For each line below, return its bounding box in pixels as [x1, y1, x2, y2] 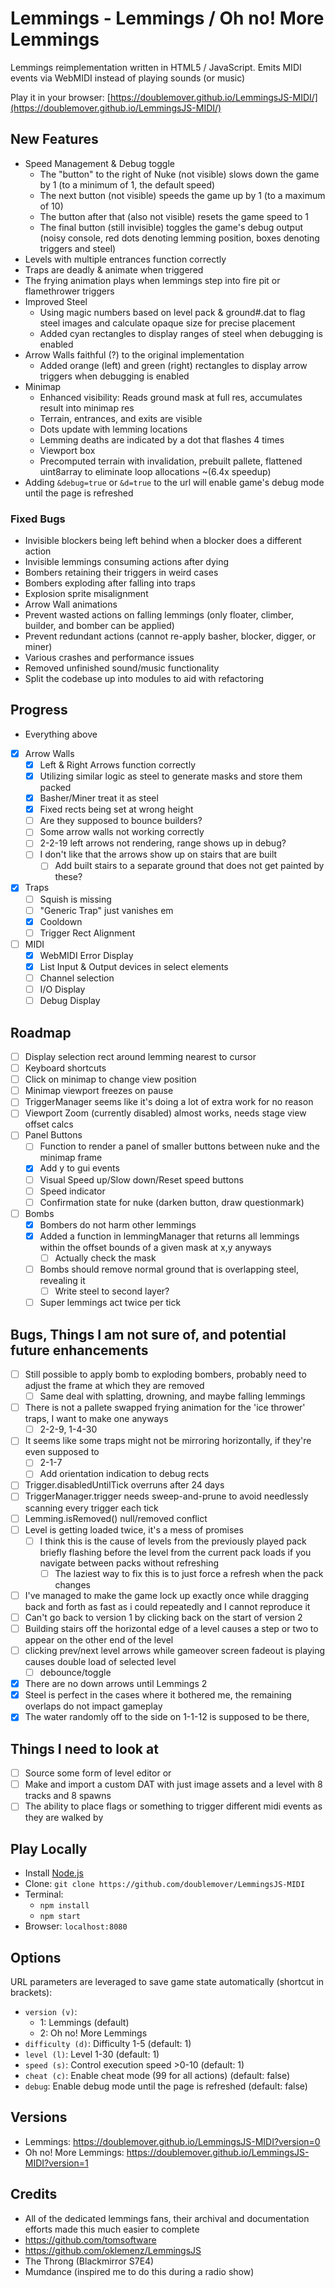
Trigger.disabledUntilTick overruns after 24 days [24, 1479, 225, 1491]
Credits [10, 2186, 58, 2203]
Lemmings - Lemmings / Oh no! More [10, 7, 325, 30]
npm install [39, 1901, 90, 1911]
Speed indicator [39, 1185, 106, 1197]
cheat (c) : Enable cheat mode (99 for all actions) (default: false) [24, 2069, 291, 2081]
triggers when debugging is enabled [39, 370, 190, 382]
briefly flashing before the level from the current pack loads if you [39, 1546, 312, 1558]
